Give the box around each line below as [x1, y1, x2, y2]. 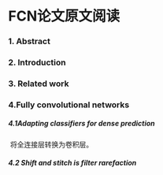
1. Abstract [8, 36, 51, 47]
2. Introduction [8, 57, 66, 68]
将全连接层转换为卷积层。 [9, 140, 93, 149]
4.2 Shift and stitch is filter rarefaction [8, 158, 137, 168]
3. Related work [8, 78, 69, 89]
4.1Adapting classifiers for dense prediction [8, 119, 155, 128]
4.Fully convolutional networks [8, 99, 130, 110]
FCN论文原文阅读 [8, 7, 120, 25]
